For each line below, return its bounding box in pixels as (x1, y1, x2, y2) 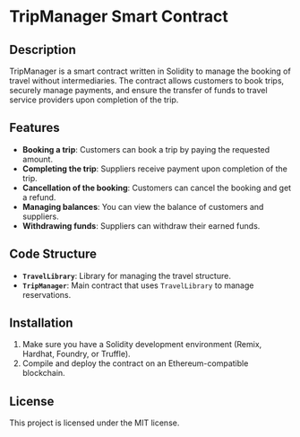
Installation (9, 316, 73, 331)
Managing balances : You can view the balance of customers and (21, 201, 264, 212)
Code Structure (9, 247, 97, 262)
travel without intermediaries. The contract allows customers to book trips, (9, 75, 285, 86)
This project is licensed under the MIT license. (9, 417, 180, 428)
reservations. (21, 289, 72, 300)
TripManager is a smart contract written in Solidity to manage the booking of (9, 66, 291, 76)
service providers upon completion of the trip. (9, 94, 179, 105)
